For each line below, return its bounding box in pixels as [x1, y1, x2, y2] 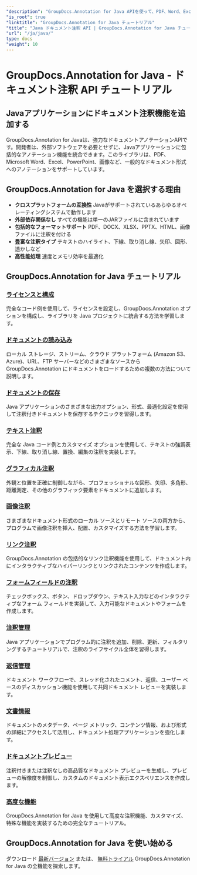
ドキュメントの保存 [6, 389, 60, 397]
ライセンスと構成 [6, 290, 55, 299]
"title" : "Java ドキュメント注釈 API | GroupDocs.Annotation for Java [6, 25, 175, 31]
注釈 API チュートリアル [57, 84, 172, 97]
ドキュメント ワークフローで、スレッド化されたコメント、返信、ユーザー [6, 676, 182, 683]
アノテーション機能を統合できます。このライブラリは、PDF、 [21, 151, 169, 158]
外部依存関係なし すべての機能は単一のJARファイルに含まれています [14, 216, 180, 223]
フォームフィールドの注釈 [6, 579, 78, 587]
